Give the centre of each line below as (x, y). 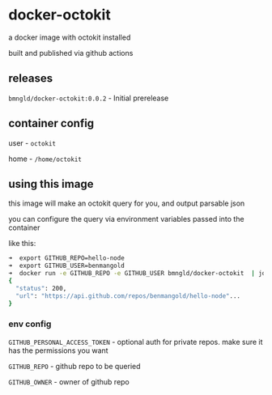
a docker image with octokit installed (70, 37)
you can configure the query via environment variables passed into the (126, 219)
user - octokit (32, 142)
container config (51, 123)
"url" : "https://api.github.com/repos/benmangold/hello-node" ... (128, 296)
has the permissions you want (58, 350)
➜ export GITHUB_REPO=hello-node (67, 258)
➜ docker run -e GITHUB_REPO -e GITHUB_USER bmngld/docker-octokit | (132, 274)
